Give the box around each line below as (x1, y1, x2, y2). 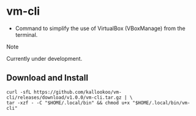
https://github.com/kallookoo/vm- (33, 89, 122, 95)
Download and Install (6, 72, 89, 83)
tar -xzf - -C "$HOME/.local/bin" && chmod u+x (6, 99, 130, 106)
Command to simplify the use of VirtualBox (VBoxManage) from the (15, 25, 186, 32)
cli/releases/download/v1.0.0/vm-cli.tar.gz (6, 94, 122, 101)
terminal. (15, 31, 38, 38)
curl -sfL (6, 89, 32, 95)
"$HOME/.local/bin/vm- (132, 99, 190, 106)
